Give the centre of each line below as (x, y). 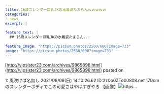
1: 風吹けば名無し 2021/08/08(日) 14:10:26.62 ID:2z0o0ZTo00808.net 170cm (82, 80)
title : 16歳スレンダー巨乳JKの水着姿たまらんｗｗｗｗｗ (56, 10)
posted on (114, 70)
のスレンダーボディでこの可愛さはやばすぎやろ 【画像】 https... (71, 86)
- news (12, 19)
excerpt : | (16, 23)
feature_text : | (22, 32)
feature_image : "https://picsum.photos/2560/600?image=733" (68, 46)
